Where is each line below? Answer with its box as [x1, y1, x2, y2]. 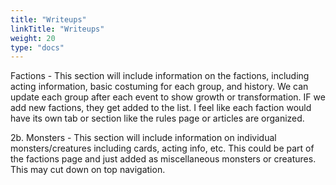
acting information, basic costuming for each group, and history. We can [10, 81, 309, 93]
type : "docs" [10, 42, 65, 53]
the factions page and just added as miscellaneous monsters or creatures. [10, 153, 317, 165]
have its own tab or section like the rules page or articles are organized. [10, 112, 305, 125]
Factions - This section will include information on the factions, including [10, 70, 310, 82]
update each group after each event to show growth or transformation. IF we [10, 91, 326, 103]
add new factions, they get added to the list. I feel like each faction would [10, 102, 312, 114]
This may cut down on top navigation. [10, 164, 166, 176]
